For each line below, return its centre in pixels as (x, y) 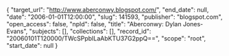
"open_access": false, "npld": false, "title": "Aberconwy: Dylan (94, 24)
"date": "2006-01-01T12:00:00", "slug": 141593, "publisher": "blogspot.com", (114, 17)
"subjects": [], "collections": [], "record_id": (90, 31)
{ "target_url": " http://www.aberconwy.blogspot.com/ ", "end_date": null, (108, 10)
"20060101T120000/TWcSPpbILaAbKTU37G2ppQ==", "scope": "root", (106, 38)
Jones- (193, 24)
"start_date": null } (32, 46)
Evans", (17, 31)
